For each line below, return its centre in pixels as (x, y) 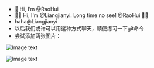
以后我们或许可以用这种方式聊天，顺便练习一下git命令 (79, 28)
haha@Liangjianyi (36, 21)
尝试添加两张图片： (38, 36)
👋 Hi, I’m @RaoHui (36, 9)
